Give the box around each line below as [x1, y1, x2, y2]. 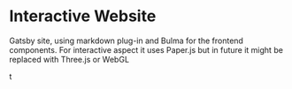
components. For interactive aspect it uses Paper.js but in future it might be [9, 44, 283, 55]
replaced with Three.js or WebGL [9, 54, 130, 64]
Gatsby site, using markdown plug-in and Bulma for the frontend [9, 35, 243, 46]
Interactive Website [9, 6, 157, 26]
